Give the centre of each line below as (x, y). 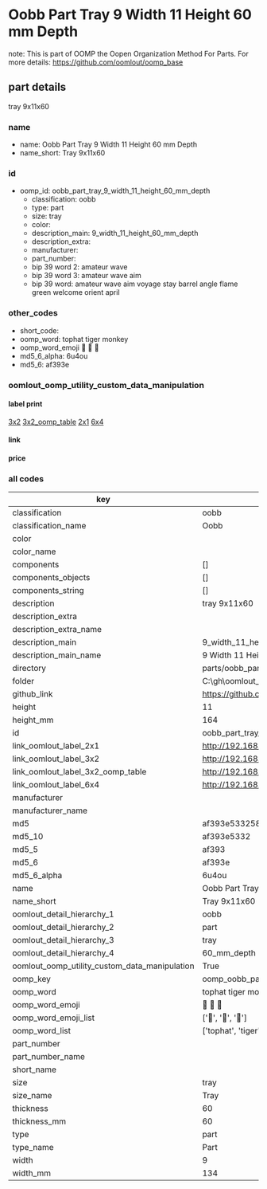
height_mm (33, 720)
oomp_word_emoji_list (54, 1018)
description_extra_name (57, 630)
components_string (48, 591)
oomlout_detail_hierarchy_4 (63, 953)
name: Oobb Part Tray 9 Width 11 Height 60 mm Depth (108, 144)
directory (29, 669)
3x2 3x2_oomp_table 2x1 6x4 (56, 422)
